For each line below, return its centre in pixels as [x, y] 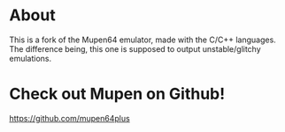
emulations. [31, 58]
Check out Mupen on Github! [117, 94]
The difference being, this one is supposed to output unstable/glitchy [135, 48]
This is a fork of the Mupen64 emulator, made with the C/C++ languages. [142, 40]
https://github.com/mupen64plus [69, 118]
